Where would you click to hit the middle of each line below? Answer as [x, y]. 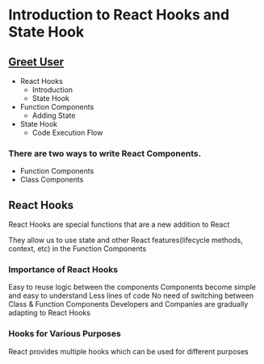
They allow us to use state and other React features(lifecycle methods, [126, 241]
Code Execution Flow [67, 132]
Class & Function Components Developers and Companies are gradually [128, 304]
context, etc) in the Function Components [78, 249]
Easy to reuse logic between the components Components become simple [132, 287]
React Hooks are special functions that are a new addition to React [119, 224]
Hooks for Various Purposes [65, 334]
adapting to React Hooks [50, 313]
